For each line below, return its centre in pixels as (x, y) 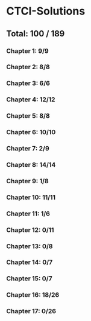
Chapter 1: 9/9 (28, 51)
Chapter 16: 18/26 (33, 295)
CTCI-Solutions (46, 11)
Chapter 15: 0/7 (29, 279)
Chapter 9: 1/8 (28, 181)
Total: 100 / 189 (36, 34)
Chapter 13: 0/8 (30, 246)
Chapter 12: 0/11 (30, 230)
